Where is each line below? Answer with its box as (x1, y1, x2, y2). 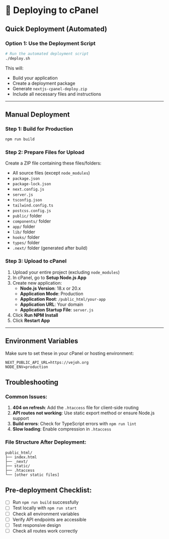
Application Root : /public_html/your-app (20, 296, 106, 302)
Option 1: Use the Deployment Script (5, 40, 96, 47)
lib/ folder (12, 229, 35, 235)
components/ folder (12, 218, 51, 224)
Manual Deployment (5, 111, 70, 119)
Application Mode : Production (20, 290, 83, 297)
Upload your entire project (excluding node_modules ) (12, 269, 120, 275)
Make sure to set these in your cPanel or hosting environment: (5, 350, 134, 356)
